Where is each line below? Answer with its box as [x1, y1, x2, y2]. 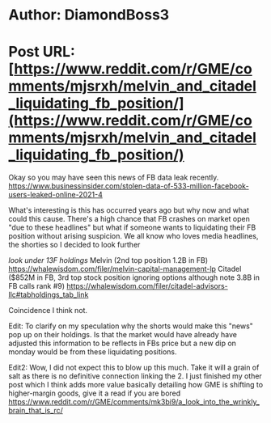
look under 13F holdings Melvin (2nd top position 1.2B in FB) [8, 256, 209, 265]
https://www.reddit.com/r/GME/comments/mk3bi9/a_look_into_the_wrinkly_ [8, 397, 260, 407]
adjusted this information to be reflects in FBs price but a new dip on [8, 338, 237, 349]
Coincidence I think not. [8, 306, 87, 315]
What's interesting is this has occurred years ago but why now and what [8, 205, 249, 215]
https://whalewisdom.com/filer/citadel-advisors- [66, 281, 228, 291]
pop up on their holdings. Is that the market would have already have [8, 330, 237, 340]
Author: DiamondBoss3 [8, 6, 170, 24]
